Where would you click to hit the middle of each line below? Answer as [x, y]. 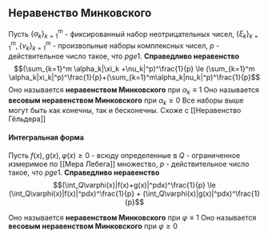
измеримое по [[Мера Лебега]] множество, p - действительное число [129, 164]
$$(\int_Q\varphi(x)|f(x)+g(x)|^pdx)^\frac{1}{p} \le [134, 184]
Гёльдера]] [27, 119]
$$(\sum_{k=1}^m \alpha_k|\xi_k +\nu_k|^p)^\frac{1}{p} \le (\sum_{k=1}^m [134, 68]
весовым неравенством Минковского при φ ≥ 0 [93, 226]
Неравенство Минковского [80, 13]
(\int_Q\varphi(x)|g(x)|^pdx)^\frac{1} [201, 193]
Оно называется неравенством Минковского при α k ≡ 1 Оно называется [134, 90]
